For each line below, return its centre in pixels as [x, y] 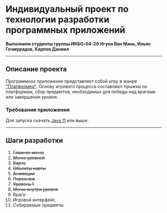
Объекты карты [29, 168]
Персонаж [24, 178]
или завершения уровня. [32, 97]
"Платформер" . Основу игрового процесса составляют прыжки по [77, 86]
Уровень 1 [23, 184]
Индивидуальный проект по [67, 9]
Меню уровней [29, 158]
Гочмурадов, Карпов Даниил [37, 49]
